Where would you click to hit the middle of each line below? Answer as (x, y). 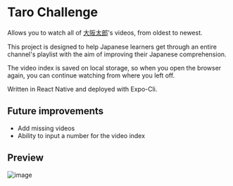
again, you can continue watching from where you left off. (91, 75)
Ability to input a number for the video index (81, 135)
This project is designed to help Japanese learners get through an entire (112, 46)
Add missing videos (46, 128)
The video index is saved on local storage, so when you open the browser (114, 68)
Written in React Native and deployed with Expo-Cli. (82, 89)
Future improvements (56, 111)
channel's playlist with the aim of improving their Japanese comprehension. (117, 54)
